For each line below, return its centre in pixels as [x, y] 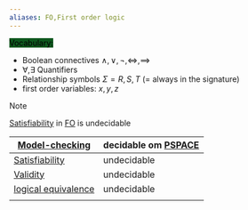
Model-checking [54, 145]
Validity [29, 174]
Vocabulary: [31, 43]
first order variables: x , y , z [70, 88]
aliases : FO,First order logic [67, 17]
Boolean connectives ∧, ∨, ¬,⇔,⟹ [86, 60]
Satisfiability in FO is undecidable [70, 123]
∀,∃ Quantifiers [50, 69]
